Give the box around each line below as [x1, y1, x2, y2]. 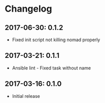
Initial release [12, 93, 40, 99]
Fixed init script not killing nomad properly [12, 37, 100, 43]
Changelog [5, 3, 52, 15]
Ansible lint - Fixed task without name [12, 64, 91, 71]
